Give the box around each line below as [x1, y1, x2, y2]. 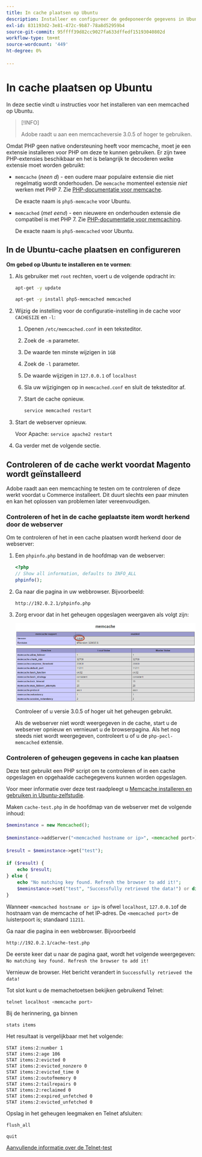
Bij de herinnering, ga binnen [6, 1009, 78, 1017]
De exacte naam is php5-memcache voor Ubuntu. [14, 198, 131, 205]
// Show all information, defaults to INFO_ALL [14, 571, 136, 577]
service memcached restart [23, 408, 92, 414]
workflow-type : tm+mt [6, 35, 61, 42]
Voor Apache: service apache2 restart [14, 431, 113, 438]
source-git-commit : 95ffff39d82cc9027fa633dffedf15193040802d [6, 29, 165, 35]
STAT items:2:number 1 [6, 1045, 63, 1051]
